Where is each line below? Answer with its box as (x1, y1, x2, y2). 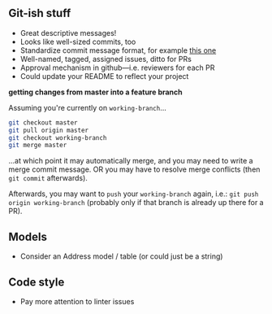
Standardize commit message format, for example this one (19, 45, 217, 55)
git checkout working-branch (8, 133, 107, 142)
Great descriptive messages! (19, 28, 117, 37)
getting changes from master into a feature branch (8, 87, 183, 97)
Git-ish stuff (8, 7, 71, 20)
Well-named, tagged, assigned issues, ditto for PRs (19, 54, 192, 63)
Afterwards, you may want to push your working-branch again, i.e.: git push (8, 189, 259, 198)
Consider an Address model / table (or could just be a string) (19, 251, 223, 261)
